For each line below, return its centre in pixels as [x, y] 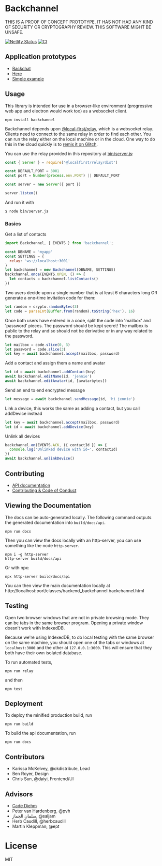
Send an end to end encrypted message [45, 390]
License [21, 846]
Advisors [19, 794]
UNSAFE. [14, 32]
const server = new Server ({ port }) [43, 185]
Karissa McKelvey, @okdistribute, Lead [51, 769]
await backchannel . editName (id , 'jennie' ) [48, 377]
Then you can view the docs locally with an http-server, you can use [73, 540]
